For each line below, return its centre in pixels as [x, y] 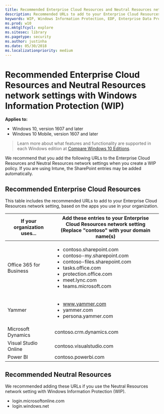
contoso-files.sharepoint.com [97, 262]
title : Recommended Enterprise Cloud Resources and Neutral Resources [78, 10]
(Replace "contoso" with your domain [106, 230]
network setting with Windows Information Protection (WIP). [65, 392]
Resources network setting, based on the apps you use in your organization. [82, 206]
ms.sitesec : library [26, 32]
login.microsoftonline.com [38, 401]
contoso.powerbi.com [80, 357]
